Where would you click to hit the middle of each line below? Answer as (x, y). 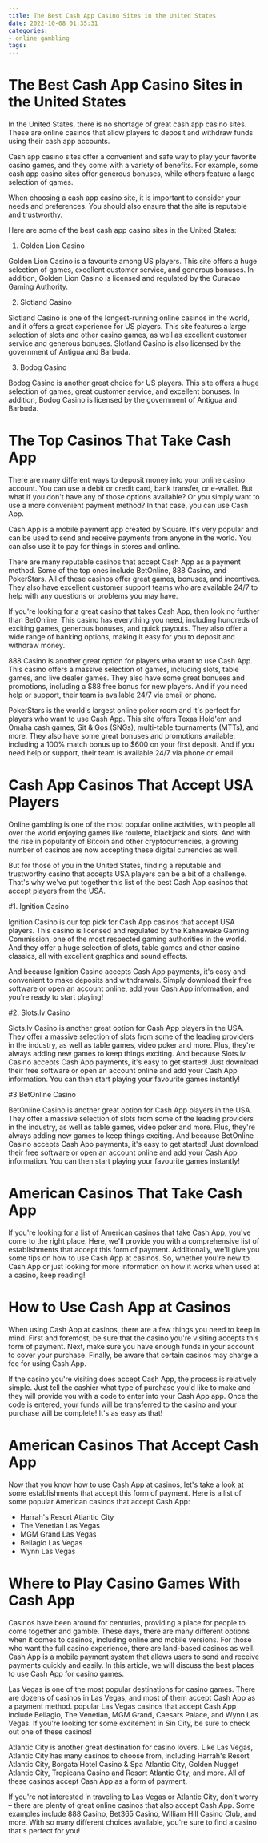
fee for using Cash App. (47, 1363)
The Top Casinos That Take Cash (120, 441)
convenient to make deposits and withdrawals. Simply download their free (130, 980)
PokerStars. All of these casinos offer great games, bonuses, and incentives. (134, 579)
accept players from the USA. (57, 891)
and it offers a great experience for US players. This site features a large (127, 327)
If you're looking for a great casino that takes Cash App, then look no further (134, 611)
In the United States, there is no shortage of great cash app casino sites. (128, 124)
